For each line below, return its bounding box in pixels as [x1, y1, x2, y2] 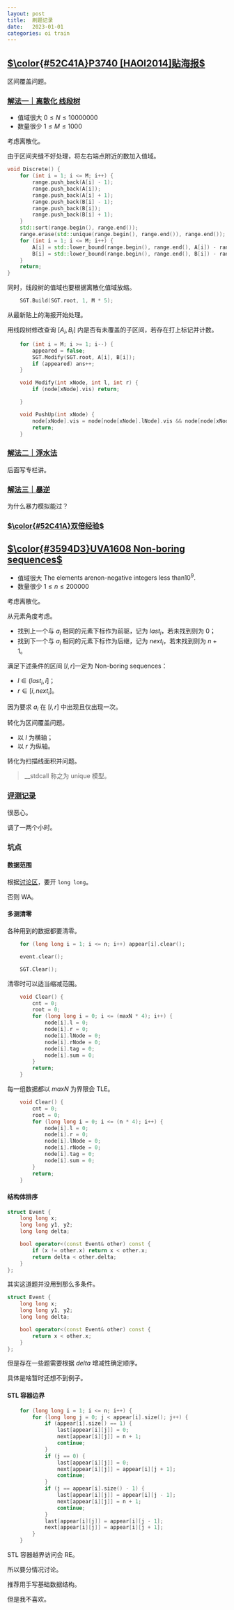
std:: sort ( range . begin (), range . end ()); [19, 224, 139, 231]
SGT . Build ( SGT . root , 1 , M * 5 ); [19, 298, 114, 305]
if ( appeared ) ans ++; [32, 360, 95, 367]
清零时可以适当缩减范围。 [7, 979, 81, 988]
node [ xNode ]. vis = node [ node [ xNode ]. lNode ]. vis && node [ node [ [32, 417, 217, 425]
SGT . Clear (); [19, 965, 58, 973]
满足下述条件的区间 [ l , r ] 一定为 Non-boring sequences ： [7, 661, 168, 670]
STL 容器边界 [7, 1391, 45, 1400]
